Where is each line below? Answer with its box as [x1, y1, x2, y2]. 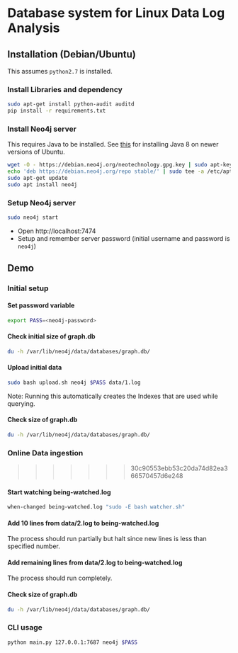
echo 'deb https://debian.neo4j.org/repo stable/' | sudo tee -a [7, 168, 204, 175]
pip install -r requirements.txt [7, 108, 106, 115]
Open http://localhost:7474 [17, 227, 96, 235]
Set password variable [7, 301, 75, 310]
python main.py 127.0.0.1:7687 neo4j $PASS [7, 639, 138, 646]
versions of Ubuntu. [7, 147, 65, 157]
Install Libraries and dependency [7, 84, 123, 94]
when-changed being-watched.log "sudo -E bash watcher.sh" [7, 504, 186, 511]
